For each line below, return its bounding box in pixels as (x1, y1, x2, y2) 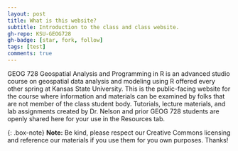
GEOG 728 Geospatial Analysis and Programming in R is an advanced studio (7, 69, 230, 78)
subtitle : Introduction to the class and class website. (7, 23, 180, 30)
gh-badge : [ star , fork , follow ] (7, 37, 103, 44)
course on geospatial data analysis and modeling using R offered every (7, 77, 215, 85)
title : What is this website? (7, 17, 97, 24)
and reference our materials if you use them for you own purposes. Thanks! (7, 135, 229, 144)
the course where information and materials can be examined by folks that (7, 91, 225, 100)
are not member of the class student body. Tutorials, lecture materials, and (7, 99, 226, 108)
